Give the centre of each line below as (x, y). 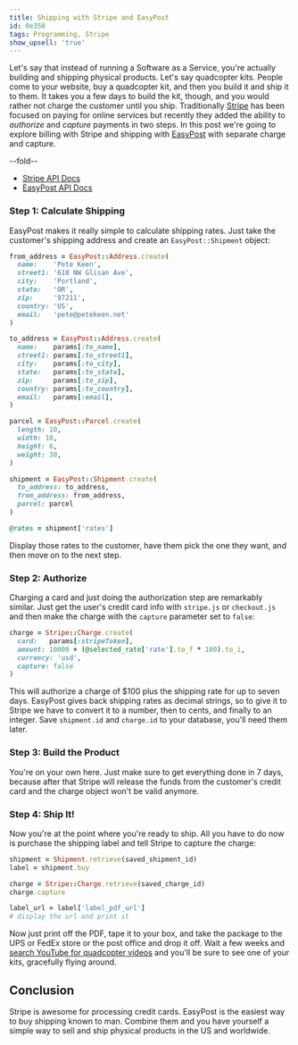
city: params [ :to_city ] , (70, 364)
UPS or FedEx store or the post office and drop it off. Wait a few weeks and (147, 943)
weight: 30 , (40, 455)
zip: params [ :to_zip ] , (67, 380)
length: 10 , (40, 430)
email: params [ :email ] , (66, 397)
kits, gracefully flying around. (63, 962)
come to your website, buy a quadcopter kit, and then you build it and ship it (149, 87)
